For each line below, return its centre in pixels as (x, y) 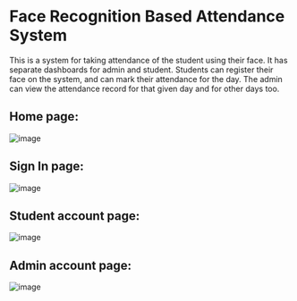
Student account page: (75, 216)
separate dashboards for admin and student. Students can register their (141, 70)
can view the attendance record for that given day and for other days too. (144, 88)
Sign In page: (47, 167)
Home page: (44, 117)
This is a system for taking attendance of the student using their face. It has (148, 60)
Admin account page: (71, 265)
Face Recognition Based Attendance (147, 17)
